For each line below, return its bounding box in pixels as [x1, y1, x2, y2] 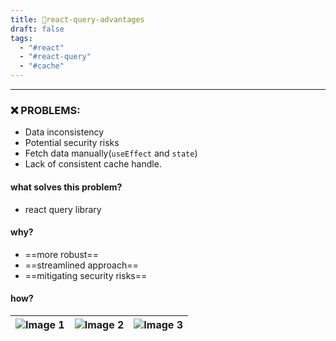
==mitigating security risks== [24, 269, 148, 281]
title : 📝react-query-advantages [10, 14, 145, 25]
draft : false [10, 24, 65, 34]
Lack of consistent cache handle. [24, 158, 162, 170]
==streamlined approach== [24, 259, 139, 271]
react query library [24, 203, 102, 215]
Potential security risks [24, 137, 120, 149]
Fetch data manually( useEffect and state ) [24, 147, 198, 160]
